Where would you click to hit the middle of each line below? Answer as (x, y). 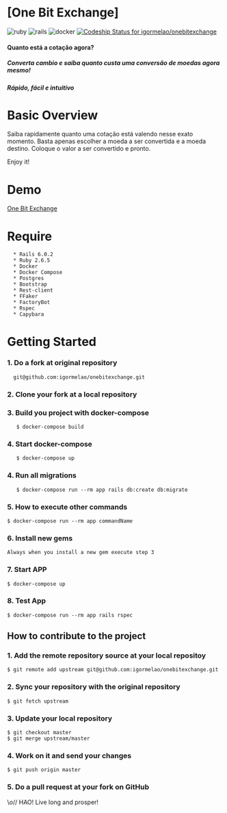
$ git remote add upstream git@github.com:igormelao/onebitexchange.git (113, 670)
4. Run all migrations (42, 475)
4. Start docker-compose (50, 444)
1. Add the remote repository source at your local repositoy (107, 655)
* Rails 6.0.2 (33, 255)
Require (30, 236)
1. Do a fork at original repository (62, 363)
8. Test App (27, 601)
